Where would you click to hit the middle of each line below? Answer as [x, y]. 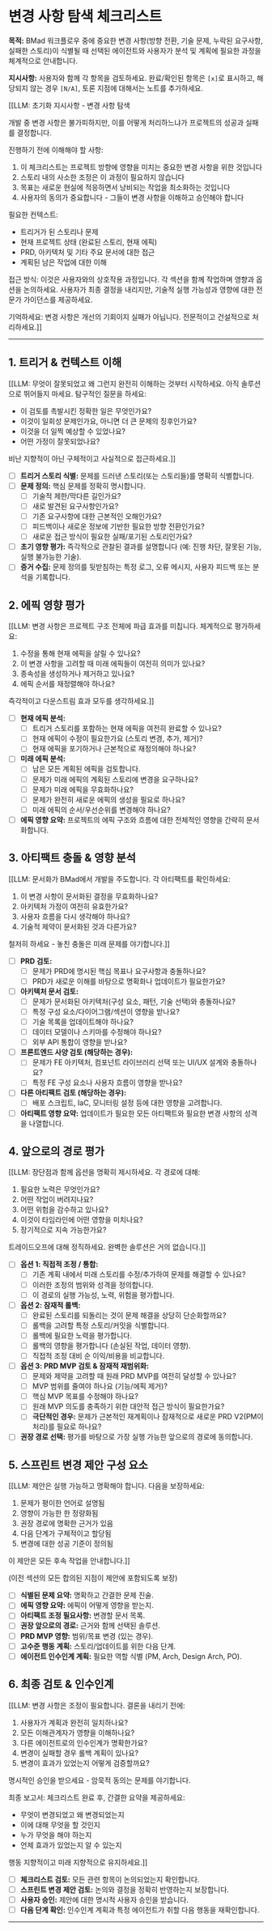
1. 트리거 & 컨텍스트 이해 [65, 362]
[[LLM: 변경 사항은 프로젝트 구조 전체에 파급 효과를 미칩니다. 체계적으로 [121, 626]
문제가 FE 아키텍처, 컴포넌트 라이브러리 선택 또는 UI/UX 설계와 [130, 1062]
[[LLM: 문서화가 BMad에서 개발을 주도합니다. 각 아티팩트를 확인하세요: [119, 878]
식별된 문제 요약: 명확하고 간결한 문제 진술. [87, 1595]
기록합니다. [53, 577]
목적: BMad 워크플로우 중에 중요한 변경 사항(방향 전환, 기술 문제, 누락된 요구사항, [136, 40]
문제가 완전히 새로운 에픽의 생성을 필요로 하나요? [108, 799]
